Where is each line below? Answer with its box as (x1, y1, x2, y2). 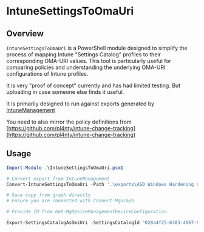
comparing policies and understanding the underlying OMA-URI (6, 64, 166, 71)
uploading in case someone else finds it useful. (6, 88, 124, 95)
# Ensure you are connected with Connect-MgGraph (6, 198, 135, 204)
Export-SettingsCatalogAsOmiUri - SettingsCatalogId (6, 220, 140, 226)
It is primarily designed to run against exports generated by (6, 100, 155, 107)
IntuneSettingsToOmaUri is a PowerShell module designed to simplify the (6, 44, 188, 51)
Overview (6, 28, 44, 39)
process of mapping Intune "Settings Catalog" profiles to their (6, 51, 161, 58)
